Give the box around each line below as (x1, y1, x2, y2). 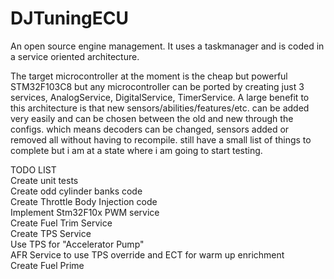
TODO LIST (10, 163, 57, 176)
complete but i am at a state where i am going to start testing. (10, 144, 263, 156)
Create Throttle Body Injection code (10, 195, 158, 207)
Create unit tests (10, 174, 79, 186)
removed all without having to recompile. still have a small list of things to (10, 133, 312, 146)
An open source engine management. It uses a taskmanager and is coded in (10, 40, 325, 52)
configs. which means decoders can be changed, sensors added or (10, 123, 290, 135)
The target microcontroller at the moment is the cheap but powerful (10, 70, 288, 82)
